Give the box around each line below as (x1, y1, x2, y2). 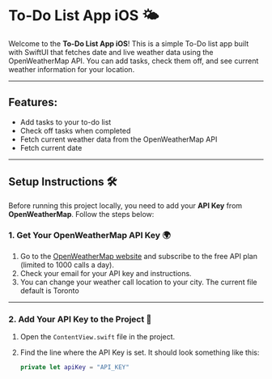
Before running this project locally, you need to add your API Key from (8, 200, 243, 211)
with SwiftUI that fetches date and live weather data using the (8, 47, 214, 57)
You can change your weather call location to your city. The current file (19, 277, 257, 287)
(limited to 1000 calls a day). (19, 260, 115, 270)
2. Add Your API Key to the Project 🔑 (8, 313, 152, 325)
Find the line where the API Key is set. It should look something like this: (19, 347, 260, 357)
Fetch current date (19, 143, 83, 152)
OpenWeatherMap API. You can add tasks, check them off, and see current (8, 56, 259, 66)
